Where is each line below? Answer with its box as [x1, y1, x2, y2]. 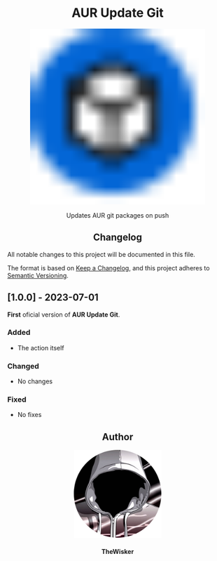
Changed [7, 361, 40, 371]
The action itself [17, 343, 64, 352]
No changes [17, 377, 53, 385]
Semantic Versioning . [7, 271, 69, 279]
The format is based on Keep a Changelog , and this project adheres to [7, 263, 210, 272]
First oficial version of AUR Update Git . [7, 310, 120, 319]
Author [101, 430, 134, 443]
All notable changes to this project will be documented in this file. [7, 250, 196, 258]
